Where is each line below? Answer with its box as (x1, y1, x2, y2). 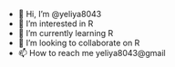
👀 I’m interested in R (17, 18, 94, 29)
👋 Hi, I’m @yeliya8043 (17, 9, 102, 19)
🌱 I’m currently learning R (17, 28, 114, 38)
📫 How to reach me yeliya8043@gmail (17, 48, 166, 58)
